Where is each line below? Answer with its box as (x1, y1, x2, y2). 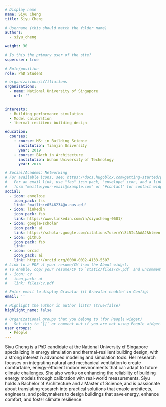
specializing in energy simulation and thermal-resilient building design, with (5, 349, 159, 355)
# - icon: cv (5, 271, 32, 277)
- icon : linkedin (9, 207, 45, 212)
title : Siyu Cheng (5, 16, 43, 21)
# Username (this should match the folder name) (5, 25, 107, 30)
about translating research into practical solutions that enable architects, (5, 386, 153, 392)
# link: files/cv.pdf (5, 281, 54, 285)
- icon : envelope (9, 193, 45, 198)
